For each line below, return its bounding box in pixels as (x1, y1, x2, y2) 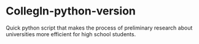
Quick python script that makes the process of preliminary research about (6, 24, 193, 31)
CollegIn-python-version (6, 4, 136, 18)
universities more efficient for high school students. (6, 30, 136, 37)
